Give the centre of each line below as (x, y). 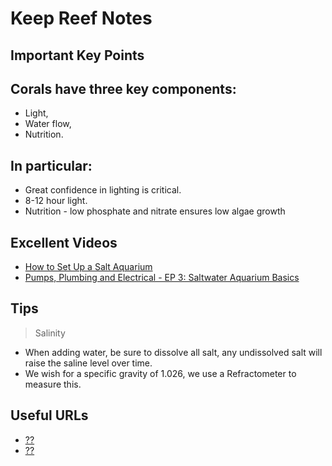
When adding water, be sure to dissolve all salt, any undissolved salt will (173, 352)
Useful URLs (49, 415)
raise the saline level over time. (88, 363)
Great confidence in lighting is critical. (103, 190)
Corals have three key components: (123, 88)
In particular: (51, 165)
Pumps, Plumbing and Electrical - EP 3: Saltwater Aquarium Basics (162, 278)
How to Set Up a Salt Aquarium (88, 267)
